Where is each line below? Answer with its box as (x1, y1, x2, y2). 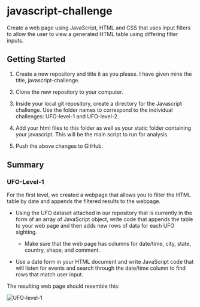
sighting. (15, 228, 38, 236)
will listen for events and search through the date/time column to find (15, 264, 186, 272)
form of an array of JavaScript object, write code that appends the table (15, 216, 193, 223)
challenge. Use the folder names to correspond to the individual (15, 106, 173, 114)
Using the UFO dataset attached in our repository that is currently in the (15, 209, 193, 217)
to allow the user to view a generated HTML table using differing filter (7, 30, 178, 37)
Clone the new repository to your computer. (15, 88, 123, 96)
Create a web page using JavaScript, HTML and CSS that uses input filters (7, 24, 191, 31)
